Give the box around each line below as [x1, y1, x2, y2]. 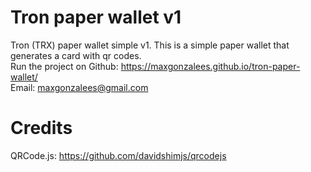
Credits [10, 117, 73, 140]
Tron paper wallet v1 [10, 6, 182, 29]
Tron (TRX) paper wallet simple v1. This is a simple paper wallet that [10, 39, 290, 51]
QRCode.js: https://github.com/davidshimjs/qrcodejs [10, 149, 227, 161]
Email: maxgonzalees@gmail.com [10, 81, 149, 93]
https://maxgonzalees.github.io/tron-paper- [120, 60, 301, 72]
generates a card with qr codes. [10, 49, 142, 61]
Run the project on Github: [10, 60, 119, 72]
